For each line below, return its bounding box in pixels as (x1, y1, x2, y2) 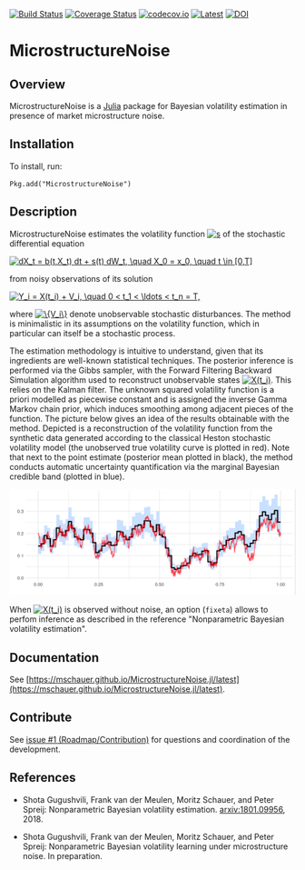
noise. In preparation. (22, 850, 103, 861)
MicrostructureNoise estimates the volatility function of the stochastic (9, 228, 286, 239)
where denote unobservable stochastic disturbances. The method (9, 308, 291, 319)
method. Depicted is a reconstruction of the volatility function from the (9, 423, 273, 434)
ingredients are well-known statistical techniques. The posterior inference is (9, 355, 294, 365)
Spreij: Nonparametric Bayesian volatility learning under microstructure (22, 841, 289, 852)
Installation (9, 136, 74, 152)
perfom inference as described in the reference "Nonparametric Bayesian (9, 614, 285, 625)
